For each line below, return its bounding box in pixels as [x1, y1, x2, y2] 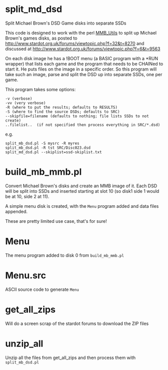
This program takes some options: [5, 86, 76, 92]
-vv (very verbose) [5, 100, 46, 106]
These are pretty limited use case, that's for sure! [5, 218, 107, 224]
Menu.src [5, 270, 46, 281]
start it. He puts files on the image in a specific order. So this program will [5, 66, 157, 72]
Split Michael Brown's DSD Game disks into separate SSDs [5, 20, 126, 26]
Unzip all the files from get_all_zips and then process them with [5, 354, 136, 360]
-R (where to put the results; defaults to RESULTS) [5, 105, 118, 110]
